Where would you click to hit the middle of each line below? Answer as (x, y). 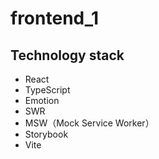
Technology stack (67, 55)
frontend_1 (55, 18)
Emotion (42, 100)
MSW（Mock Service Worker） (89, 123)
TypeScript (47, 90)
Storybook (46, 134)
